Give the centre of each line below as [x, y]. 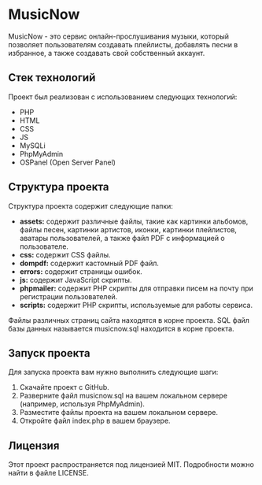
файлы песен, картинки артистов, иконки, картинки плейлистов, [128, 229]
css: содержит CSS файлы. [65, 254]
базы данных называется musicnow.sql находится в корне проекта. [121, 328]
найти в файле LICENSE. [48, 473]
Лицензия [34, 445]
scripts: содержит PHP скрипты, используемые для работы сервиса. [136, 305]
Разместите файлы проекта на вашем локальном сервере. [119, 413]
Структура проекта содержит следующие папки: [90, 205]
